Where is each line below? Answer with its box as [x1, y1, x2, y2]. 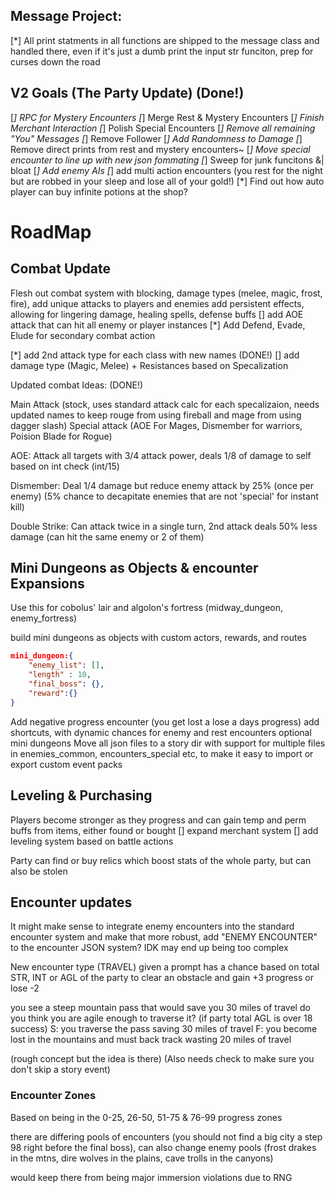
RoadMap [10, 220, 92, 243]
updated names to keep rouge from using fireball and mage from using [10, 409, 302, 421]
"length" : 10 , [28, 670, 92, 680]
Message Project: [10, 8, 123, 25]
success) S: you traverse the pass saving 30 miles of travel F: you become [10, 1023, 318, 1035]
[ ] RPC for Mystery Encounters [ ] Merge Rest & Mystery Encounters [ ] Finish [10, 111, 325, 123]
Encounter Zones [10, 1089, 97, 1103]
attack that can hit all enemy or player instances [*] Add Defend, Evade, [10, 319, 306, 331]
